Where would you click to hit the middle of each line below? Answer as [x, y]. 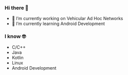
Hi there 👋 [17, 8]
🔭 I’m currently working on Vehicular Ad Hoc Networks [67, 19]
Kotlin [18, 57]
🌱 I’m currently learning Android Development [58, 24]
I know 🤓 [15, 36]
